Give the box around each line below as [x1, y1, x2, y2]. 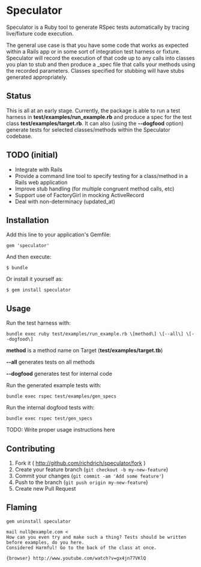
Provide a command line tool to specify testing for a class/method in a [14, 172, 188, 179]
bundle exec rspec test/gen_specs [6, 415, 93, 421]
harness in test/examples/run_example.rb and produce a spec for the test [6, 113, 192, 120]
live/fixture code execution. [6, 29, 74, 37]
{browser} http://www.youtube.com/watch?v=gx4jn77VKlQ [6, 555, 146, 561]
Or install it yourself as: [6, 275, 63, 283]
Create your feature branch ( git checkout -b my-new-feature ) [14, 466, 169, 473]
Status [6, 91, 32, 101]
